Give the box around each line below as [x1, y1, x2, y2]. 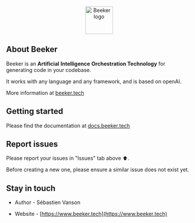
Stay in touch [6, 183, 56, 193]
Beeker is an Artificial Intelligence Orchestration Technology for [6, 60, 166, 67]
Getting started [6, 106, 64, 116]
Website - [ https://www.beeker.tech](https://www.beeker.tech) [14, 211, 168, 218]
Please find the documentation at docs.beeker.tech [6, 122, 130, 129]
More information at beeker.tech [6, 89, 84, 96]
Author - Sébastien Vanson [14, 199, 81, 206]
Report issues [6, 139, 58, 149]
